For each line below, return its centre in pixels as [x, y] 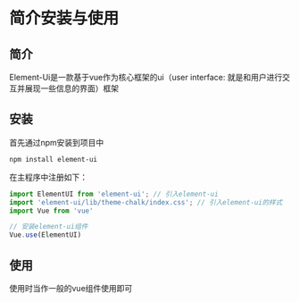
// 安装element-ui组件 [49, 227]
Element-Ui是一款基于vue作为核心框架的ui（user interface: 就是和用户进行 [146, 77]
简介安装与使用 [64, 18]
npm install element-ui [54, 159]
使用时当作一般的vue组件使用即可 [71, 288]
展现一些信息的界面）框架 [71, 88]
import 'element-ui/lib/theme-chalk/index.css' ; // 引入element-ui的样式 [146, 202]
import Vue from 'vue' [51, 211]
